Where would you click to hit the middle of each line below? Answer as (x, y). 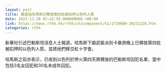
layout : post (19, 10)
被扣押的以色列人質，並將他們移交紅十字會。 (51, 49)
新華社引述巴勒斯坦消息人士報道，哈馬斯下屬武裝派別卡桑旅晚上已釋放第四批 (83, 43)
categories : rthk (23, 28)
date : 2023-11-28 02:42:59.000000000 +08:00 (52, 19)
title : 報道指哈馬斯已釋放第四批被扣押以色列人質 (50, 14)
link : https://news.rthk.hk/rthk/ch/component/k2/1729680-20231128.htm (80, 23)
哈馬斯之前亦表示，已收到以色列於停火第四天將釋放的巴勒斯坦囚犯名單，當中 (83, 59)
